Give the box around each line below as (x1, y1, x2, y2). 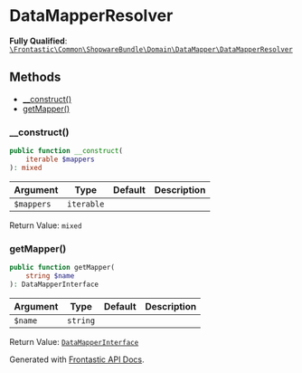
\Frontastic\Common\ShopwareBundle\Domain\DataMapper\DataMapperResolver (9, 44, 294, 54)
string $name (25, 271, 75, 281)
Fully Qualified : (9, 35, 68, 46)
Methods (9, 70, 61, 85)
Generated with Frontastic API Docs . (9, 354, 145, 365)
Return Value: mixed (9, 219, 82, 231)
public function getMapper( (9, 263, 116, 272)
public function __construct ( (9, 147, 124, 156)
